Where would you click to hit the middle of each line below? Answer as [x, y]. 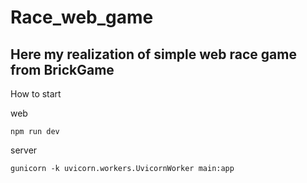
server [24, 150]
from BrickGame [62, 69]
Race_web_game [82, 17]
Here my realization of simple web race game [153, 54]
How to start [36, 94]
